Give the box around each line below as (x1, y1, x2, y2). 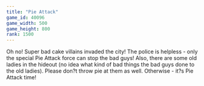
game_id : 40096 (6, 15, 45, 21)
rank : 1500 (6, 31, 34, 38)
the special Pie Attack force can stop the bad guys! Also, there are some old (6, 55, 197, 62)
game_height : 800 (6, 25, 51, 32)
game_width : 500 (6, 20, 47, 26)
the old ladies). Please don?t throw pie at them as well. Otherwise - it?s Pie (6, 67, 194, 74)
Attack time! (6, 74, 37, 81)
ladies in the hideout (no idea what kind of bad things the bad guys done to (6, 61, 195, 68)
